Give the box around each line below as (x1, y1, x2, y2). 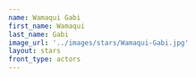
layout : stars (8, 47, 62, 56)
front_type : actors (8, 55, 81, 64)
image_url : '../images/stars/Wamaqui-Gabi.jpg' (8, 38, 190, 48)
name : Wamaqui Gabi (8, 13, 81, 22)
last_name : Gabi (8, 30, 69, 39)
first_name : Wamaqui (8, 22, 86, 30)
